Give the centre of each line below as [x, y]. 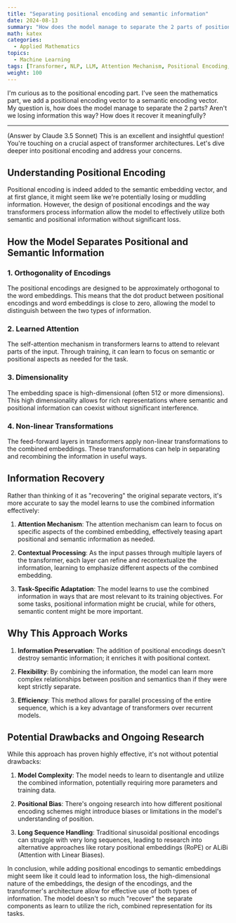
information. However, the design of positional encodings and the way [109, 204]
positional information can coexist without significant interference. [103, 408]
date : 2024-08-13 [33, 20]
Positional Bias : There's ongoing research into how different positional [120, 804]
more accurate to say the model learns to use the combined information [111, 503]
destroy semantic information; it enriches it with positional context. [114, 658]
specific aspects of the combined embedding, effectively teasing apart [120, 531]
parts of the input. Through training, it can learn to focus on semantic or [111, 352]
